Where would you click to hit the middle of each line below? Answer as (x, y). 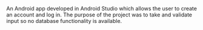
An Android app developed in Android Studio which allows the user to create (101, 9)
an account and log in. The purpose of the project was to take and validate (99, 15)
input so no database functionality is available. (64, 21)
